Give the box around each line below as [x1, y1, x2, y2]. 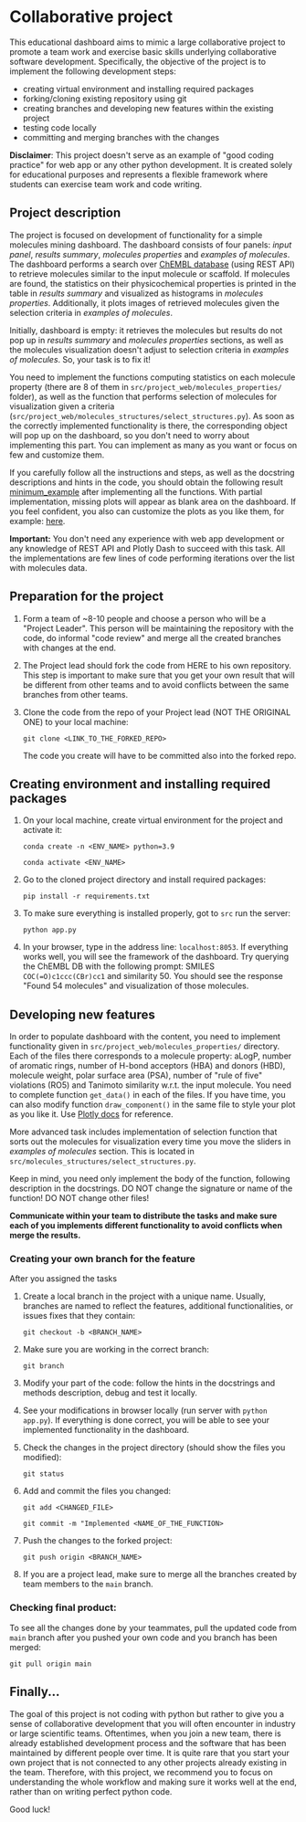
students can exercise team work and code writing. [9, 178, 203, 189]
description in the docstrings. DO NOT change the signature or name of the [9, 1183, 293, 1194]
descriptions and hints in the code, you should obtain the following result [9, 477, 283, 488]
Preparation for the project [9, 589, 164, 605]
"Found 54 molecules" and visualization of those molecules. [22, 980, 249, 992]
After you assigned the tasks [9, 1273, 117, 1284]
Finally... [9, 1684, 60, 1700]
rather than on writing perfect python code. [9, 1785, 173, 1796]
